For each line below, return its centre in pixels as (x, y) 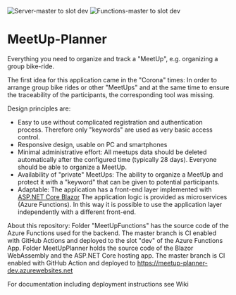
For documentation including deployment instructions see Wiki (98, 284)
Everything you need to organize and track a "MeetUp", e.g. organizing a (113, 58)
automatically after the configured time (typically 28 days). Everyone (117, 159)
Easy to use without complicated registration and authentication (110, 122)
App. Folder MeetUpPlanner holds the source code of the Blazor (100, 248)
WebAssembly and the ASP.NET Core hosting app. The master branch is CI (116, 255)
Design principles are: (39, 108)
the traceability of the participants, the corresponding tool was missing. (111, 94)
